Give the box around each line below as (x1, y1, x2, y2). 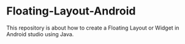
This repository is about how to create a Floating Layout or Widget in (6, 24, 179, 31)
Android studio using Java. (6, 30, 74, 37)
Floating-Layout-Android (6, 4, 136, 18)
